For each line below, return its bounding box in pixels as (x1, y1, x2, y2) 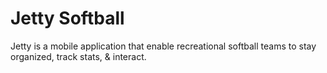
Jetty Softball (10, 7, 125, 30)
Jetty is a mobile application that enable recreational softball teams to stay (10, 40, 317, 52)
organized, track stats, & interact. (10, 50, 147, 62)
